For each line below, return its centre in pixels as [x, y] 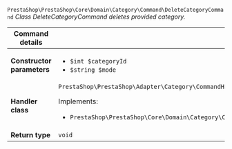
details [31, 42]
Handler [24, 101]
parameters [30, 69]
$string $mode [93, 70]
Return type [31, 135]
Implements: [78, 101]
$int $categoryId [98, 61]
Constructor [31, 61]
